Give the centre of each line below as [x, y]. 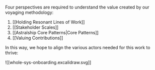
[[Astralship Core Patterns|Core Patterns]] [55, 33]
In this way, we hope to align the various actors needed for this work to [78, 47]
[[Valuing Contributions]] [38, 38]
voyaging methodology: [29, 12]
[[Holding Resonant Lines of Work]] [49, 22]
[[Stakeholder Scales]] [35, 27]
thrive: [12, 53]
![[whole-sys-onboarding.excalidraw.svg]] [48, 62]
